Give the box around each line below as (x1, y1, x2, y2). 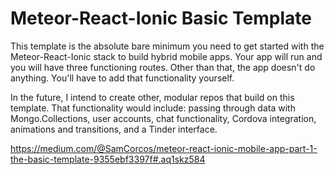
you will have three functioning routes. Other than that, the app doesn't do (10, 61, 316, 73)
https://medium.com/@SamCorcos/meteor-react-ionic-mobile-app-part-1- (10, 142, 318, 154)
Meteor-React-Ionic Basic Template (10, 7, 312, 30)
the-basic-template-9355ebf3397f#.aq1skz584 (10, 153, 206, 165)
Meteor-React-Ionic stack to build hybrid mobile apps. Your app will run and (10, 50, 323, 62)
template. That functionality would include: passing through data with (10, 102, 296, 114)
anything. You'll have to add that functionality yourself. (10, 72, 235, 84)
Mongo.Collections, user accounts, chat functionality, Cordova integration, (10, 112, 317, 124)
